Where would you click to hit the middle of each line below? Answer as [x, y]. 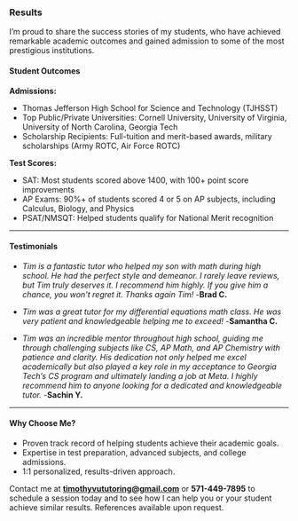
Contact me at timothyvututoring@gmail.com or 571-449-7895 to [132, 488]
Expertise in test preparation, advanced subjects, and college [134, 452]
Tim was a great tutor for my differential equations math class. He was [152, 312]
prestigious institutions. [52, 51]
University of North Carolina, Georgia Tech [100, 127]
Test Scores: [33, 162]
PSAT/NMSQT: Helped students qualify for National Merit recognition [148, 217]
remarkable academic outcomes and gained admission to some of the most [147, 41]
